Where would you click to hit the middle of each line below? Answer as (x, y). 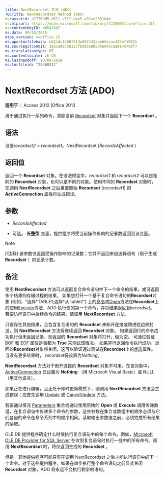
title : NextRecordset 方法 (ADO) (39, 10)
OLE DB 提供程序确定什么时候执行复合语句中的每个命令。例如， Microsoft (79, 434)
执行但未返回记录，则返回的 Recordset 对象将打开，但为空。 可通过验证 (82, 337)
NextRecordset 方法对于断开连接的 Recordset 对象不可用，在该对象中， (79, 366)
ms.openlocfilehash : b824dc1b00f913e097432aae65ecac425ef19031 (71, 42)
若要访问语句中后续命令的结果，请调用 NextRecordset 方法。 (67, 314)
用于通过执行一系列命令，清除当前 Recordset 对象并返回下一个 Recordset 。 (82, 116)
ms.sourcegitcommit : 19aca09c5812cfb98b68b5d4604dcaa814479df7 (71, 46)
